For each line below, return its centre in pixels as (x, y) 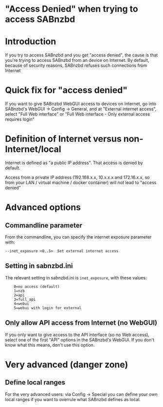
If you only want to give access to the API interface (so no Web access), (77, 334)
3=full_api (25, 299)
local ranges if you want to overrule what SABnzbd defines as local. (73, 399)
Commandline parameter (44, 225)
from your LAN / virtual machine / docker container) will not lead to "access (81, 183)
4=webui (21, 304)
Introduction (31, 42)
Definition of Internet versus (63, 139)
